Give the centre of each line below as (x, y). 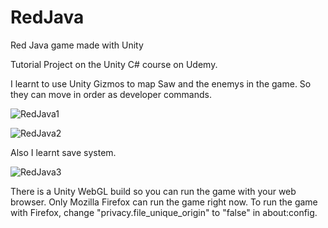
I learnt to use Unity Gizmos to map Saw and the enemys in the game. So (161, 83)
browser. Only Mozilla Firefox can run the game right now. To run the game (164, 202)
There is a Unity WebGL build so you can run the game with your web (153, 191)
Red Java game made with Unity (77, 45)
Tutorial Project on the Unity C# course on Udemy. (114, 64)
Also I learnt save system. (63, 152)
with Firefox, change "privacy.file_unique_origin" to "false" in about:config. (164, 212)
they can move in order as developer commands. (111, 94)
